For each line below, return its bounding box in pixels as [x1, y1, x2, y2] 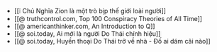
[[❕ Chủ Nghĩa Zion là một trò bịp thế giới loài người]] [13, 7, 167, 15]
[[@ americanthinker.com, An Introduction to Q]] [13, 22, 155, 30]
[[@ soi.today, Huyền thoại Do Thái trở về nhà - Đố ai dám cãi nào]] [13, 37, 211, 45]
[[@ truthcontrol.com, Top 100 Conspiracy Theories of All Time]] [13, 15, 203, 22]
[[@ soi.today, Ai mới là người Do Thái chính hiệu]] [13, 30, 161, 38]
